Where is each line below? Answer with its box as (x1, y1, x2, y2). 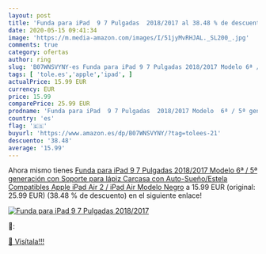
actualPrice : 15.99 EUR (8, 78, 87, 85)
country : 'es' (8, 115, 55, 123)
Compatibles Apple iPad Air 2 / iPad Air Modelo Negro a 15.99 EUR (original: (8, 183, 256, 192)
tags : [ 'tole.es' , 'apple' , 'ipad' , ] (8, 70, 133, 78)
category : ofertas (8, 48, 69, 56)
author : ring (8, 56, 51, 64)
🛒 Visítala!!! (8, 237, 45, 246)
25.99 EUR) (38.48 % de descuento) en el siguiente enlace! (8, 191, 203, 200)
